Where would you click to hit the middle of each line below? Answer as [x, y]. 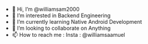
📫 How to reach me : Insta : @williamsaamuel [68, 35]
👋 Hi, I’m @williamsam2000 [46, 9]
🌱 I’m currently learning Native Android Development [77, 22]
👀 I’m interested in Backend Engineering [61, 15]
